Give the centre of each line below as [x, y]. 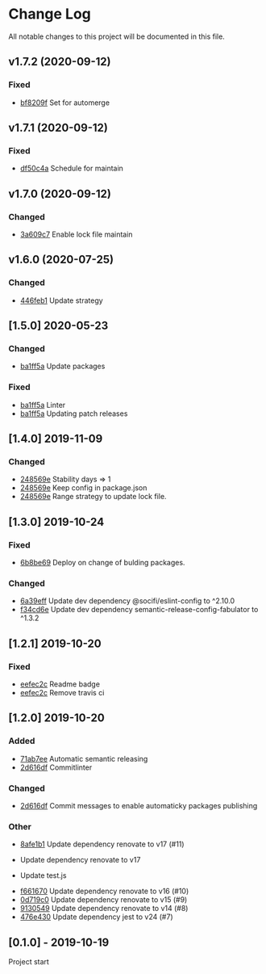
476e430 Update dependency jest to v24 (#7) [96, 917]
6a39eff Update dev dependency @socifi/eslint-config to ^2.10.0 [127, 601]
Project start [29, 962]
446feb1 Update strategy [61, 300]
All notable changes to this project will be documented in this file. [117, 36]
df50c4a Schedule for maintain [71, 168]
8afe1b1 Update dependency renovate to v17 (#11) [102, 844]
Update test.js [43, 875]
